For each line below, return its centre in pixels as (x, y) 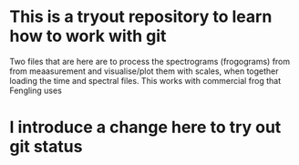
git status (46, 147)
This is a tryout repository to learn (141, 17)
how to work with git (88, 36)
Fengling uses (36, 90)
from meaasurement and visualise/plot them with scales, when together (144, 71)
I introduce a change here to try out (145, 127)
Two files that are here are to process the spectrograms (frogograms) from (150, 61)
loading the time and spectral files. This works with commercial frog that (145, 80)
